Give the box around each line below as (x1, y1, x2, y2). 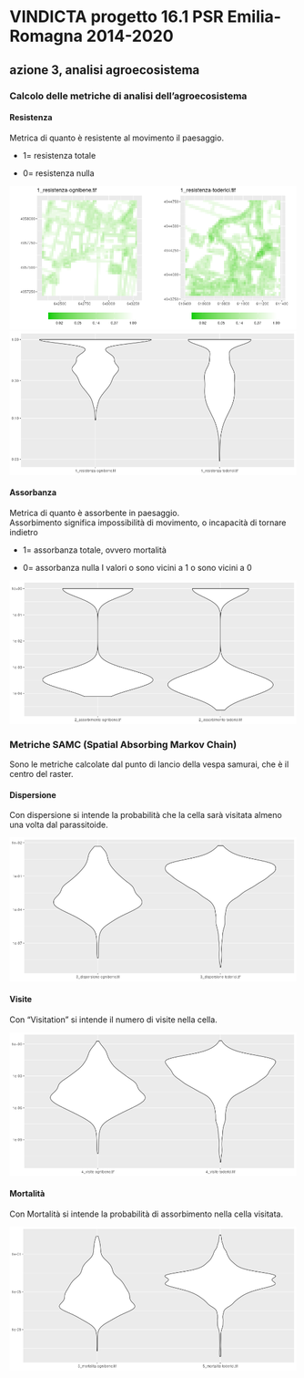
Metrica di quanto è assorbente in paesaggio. (9, 507, 180, 518)
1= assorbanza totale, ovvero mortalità (22, 544, 167, 555)
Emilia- (227, 6, 282, 27)
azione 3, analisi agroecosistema (9, 62, 200, 78)
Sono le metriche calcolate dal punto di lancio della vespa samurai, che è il (9, 759, 289, 770)
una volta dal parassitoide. (9, 819, 109, 831)
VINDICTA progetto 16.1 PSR (9, 6, 225, 27)
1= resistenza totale (22, 150, 96, 161)
